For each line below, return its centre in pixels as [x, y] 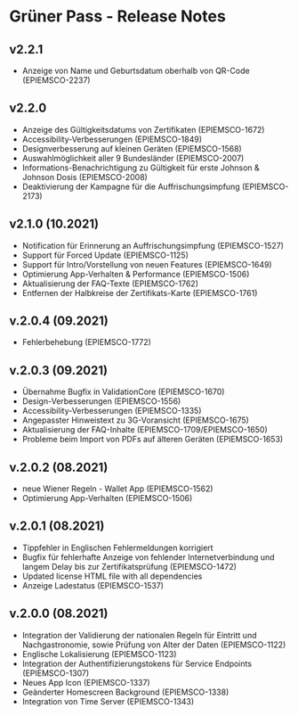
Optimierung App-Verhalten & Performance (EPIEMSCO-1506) [136, 274]
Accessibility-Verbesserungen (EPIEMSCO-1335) [112, 411]
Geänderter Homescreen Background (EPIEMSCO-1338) [125, 692]
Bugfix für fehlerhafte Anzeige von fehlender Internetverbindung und [148, 557]
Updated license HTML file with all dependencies [112, 576]
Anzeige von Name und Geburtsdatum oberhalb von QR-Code [136, 70]
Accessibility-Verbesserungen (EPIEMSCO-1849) [112, 139]
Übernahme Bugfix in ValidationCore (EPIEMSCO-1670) [123, 392]
